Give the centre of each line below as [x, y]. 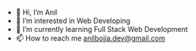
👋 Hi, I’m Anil [37, 12]
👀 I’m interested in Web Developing [73, 21]
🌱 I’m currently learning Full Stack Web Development [102, 29]
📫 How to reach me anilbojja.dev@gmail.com [90, 38]
